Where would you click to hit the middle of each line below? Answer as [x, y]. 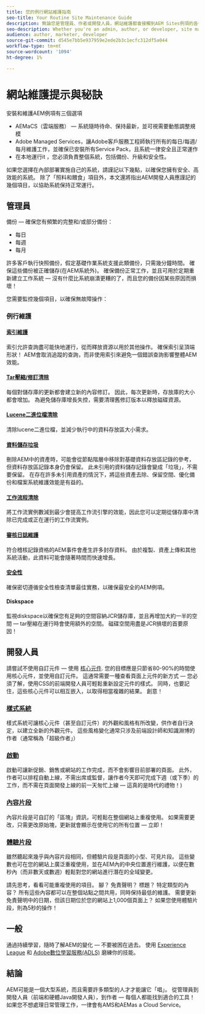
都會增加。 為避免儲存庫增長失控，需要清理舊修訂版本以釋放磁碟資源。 [95, 399]
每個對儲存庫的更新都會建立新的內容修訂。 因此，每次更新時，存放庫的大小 [101, 392]
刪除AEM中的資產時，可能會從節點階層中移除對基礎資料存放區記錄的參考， [100, 460]
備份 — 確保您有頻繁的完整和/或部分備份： [59, 222]
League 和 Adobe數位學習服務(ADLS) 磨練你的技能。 [73, 952]
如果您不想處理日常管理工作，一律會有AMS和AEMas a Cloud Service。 [95, 1005]
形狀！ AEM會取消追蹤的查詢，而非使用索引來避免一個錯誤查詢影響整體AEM [102, 355]
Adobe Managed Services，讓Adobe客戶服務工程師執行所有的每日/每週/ [106, 141]
